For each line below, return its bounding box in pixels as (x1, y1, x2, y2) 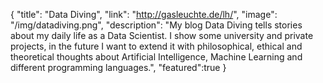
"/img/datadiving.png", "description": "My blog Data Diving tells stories (10, 19, 303, 31)
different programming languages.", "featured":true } (10, 62, 227, 73)
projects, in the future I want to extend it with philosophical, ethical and (10, 40, 303, 52)
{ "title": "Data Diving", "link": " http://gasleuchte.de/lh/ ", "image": (10, 9, 278, 20)
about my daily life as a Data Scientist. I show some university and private (10, 30, 314, 41)
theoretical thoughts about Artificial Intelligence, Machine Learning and (10, 51, 303, 63)
